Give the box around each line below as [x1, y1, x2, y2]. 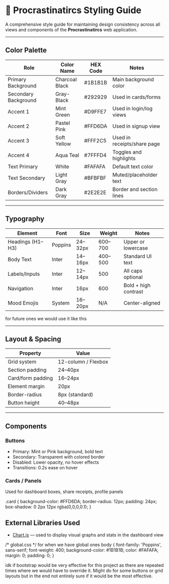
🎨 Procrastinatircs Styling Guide [5, 5, 142, 16]
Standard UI [123, 253, 152, 260]
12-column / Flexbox [57, 358, 109, 365]
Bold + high [123, 281, 151, 288]
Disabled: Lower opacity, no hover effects [12, 459, 99, 465]
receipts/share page [112, 140, 160, 147]
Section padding [8, 366, 47, 373]
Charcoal [55, 76, 77, 83]
